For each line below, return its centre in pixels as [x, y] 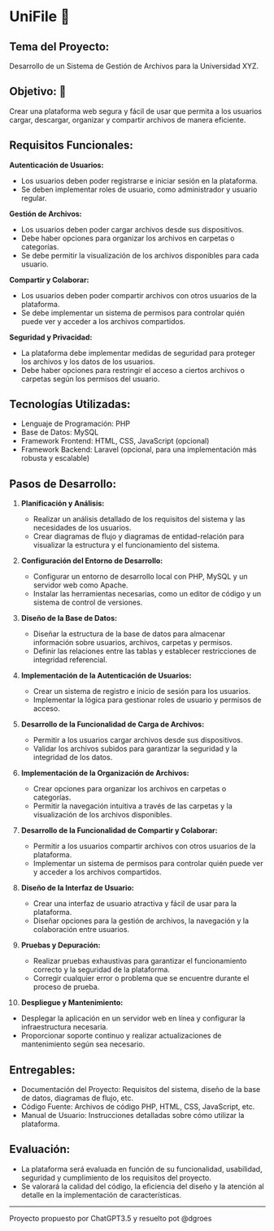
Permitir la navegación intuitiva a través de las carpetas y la [133, 806]
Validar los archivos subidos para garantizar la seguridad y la [135, 749]
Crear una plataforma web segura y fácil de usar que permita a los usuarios [136, 111]
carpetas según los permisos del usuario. [90, 379]
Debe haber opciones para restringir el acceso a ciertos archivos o [133, 370]
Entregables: [42, 1070]
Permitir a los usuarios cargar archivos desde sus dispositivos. [138, 740]
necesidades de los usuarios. [82, 528]
